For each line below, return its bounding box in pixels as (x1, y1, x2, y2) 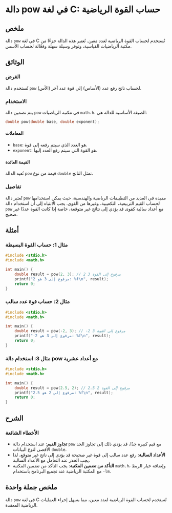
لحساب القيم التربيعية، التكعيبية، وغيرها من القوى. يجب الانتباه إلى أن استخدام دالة (5, 200, 160, 206)
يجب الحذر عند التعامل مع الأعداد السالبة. (12, 457, 91, 463)
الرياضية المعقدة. (5, 502, 38, 508)
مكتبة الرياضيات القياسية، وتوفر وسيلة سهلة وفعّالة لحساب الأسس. (5, 43, 132, 49)
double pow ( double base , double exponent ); (5, 119, 100, 124)
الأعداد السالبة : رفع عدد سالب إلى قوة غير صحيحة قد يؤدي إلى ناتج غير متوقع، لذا (12, 452, 165, 458)
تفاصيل (5, 183, 21, 190)
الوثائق (5, 58, 25, 67)
